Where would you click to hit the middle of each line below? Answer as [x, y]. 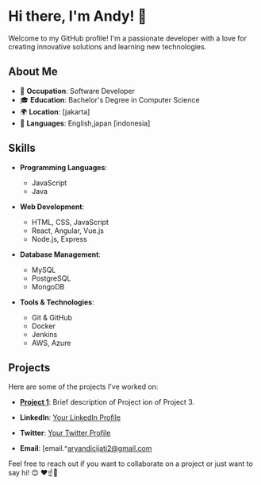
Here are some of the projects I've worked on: [83, 387]
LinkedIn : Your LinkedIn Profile [70, 417]
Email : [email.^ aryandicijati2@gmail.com [86, 448]
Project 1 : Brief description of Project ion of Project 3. [107, 402]
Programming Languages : [63, 167]
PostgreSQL [51, 278]
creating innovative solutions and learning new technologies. [107, 46]
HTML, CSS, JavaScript [70, 222]
